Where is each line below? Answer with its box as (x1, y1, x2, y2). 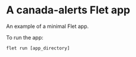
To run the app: (6, 34, 44, 41)
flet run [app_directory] (6, 45, 70, 51)
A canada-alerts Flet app (6, 3, 131, 17)
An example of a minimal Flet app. (6, 23, 89, 30)
